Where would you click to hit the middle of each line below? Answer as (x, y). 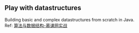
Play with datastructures (43, 8)
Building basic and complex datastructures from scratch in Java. (69, 19)
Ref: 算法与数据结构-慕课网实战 (36, 25)
